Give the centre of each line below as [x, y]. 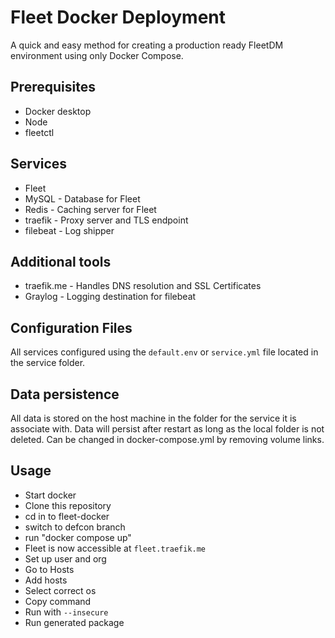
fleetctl [39, 132]
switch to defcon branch [75, 527]
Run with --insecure [66, 612]
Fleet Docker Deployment [118, 17]
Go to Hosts [49, 569]
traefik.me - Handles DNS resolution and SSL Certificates [143, 286]
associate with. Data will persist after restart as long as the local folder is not [167, 429]
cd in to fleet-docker [67, 516]
